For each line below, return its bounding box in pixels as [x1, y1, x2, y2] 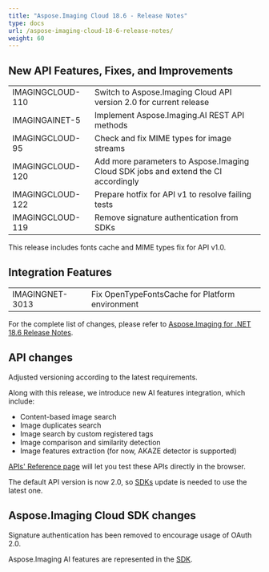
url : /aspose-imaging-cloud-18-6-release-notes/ [8, 26, 174, 34]
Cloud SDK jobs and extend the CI [94, 166, 223, 177]
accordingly [94, 176, 139, 187]
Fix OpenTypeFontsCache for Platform [90, 288, 235, 299]
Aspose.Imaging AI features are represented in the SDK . [8, 554, 193, 564]
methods [94, 120, 128, 131]
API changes [8, 351, 74, 365]
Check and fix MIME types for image [94, 133, 232, 144]
